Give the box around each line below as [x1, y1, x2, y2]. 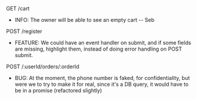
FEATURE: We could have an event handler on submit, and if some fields [14, 39, 191, 46]
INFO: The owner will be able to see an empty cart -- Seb [14, 16, 155, 23]
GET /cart [6, 5, 30, 12]
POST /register [6, 28, 43, 35]
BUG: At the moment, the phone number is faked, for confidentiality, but [14, 75, 190, 81]
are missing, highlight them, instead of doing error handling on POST [14, 45, 182, 52]
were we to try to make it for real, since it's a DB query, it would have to [14, 81, 189, 88]
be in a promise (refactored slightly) [14, 87, 102, 94]
